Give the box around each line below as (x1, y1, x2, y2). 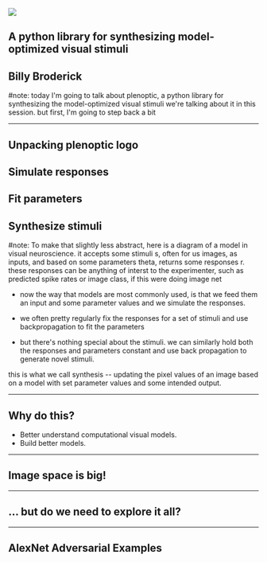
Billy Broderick (8, 69, 83, 83)
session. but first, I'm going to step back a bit (8, 107, 157, 117)
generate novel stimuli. (19, 354, 95, 364)
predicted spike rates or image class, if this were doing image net (8, 275, 222, 284)
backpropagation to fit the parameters (19, 322, 145, 332)
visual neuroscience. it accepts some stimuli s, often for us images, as (8, 249, 238, 259)
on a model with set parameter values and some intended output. (8, 378, 222, 388)
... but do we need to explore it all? (8, 505, 181, 519)
